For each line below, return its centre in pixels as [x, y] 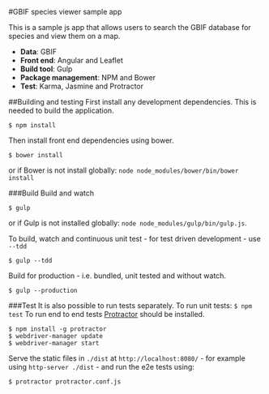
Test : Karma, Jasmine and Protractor [82, 86]
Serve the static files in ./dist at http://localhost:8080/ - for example [127, 358]
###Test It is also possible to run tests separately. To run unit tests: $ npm [130, 306]
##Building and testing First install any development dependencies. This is [132, 102]
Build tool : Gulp [46, 69]
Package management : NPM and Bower [88, 77]
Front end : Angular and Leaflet [71, 60]
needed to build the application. [62, 110]
